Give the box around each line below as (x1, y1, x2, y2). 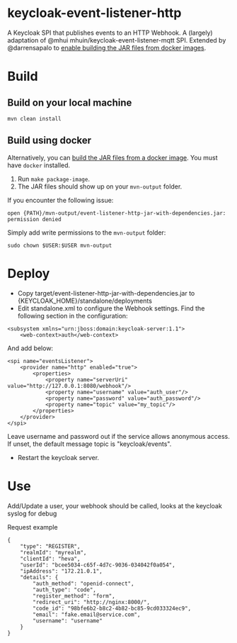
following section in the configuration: (17, 311, 129, 320)
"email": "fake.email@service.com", (33, 611, 141, 618)
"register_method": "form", (33, 592, 115, 600)
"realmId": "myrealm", (20, 549, 87, 556)
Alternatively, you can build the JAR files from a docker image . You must (7, 153, 218, 162)
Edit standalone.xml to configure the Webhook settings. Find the (17, 303, 205, 313)
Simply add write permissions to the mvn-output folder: (7, 228, 166, 237)
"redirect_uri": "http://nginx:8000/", (33, 598, 151, 605)
